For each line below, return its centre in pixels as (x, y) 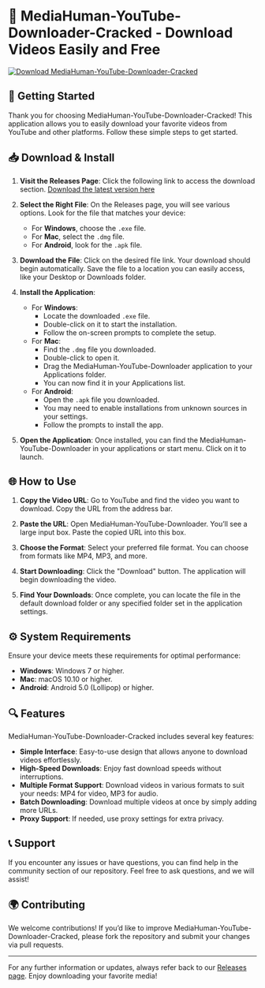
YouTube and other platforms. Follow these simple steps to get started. (123, 132)
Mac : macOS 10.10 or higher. (66, 679)
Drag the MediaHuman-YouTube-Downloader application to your (148, 366)
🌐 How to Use (42, 481)
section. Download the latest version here (87, 189)
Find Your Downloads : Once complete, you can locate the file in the (130, 595)
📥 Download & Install (62, 158)
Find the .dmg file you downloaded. (99, 349)
